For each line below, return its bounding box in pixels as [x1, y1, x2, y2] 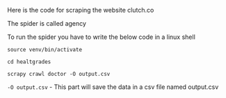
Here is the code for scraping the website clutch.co [7, 6, 154, 14]
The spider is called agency [7, 19, 87, 27]
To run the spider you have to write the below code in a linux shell [7, 33, 196, 41]
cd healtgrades [7, 58, 51, 65]
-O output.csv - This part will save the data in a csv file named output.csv [7, 83, 219, 91]
